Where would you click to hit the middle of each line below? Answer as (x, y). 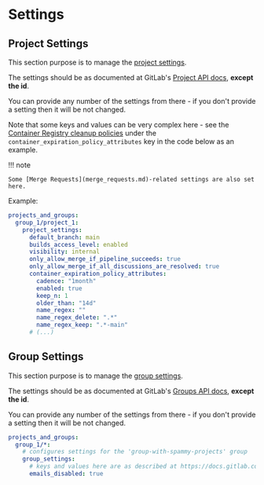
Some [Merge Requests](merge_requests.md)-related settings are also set (132, 179)
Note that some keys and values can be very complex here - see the (119, 125)
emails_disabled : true (66, 474)
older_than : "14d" (66, 303)
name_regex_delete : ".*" (77, 318)
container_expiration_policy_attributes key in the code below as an (121, 141)
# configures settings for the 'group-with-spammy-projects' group (135, 452)
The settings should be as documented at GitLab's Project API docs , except (131, 77)
